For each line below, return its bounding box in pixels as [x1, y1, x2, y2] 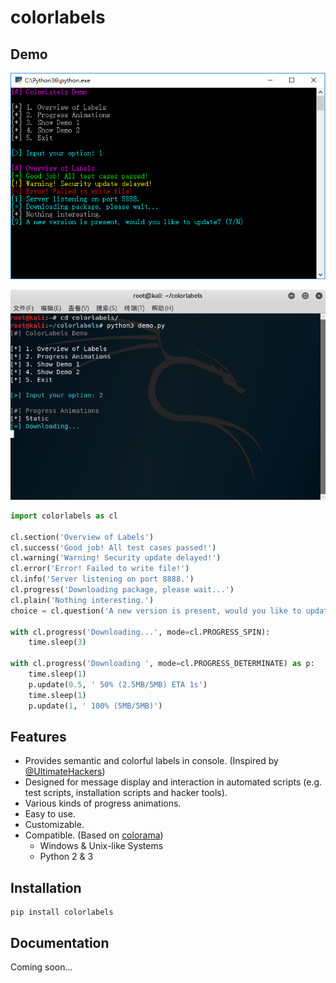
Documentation [10, 934, 110, 951]
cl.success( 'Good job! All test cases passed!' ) [10, 542, 217, 553]
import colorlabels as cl [10, 511, 118, 521]
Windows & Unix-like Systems [39, 840, 164, 852]
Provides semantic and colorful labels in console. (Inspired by [24, 755, 279, 767]
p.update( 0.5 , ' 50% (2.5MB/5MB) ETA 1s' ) [28, 679, 208, 690]
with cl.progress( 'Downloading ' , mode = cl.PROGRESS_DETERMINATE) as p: [10, 659, 315, 669]
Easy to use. [24, 808, 76, 820]
